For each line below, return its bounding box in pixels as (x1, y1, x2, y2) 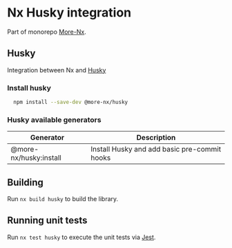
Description (136, 133, 176, 143)
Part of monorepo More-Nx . (7, 28, 86, 36)
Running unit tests (7, 215, 88, 227)
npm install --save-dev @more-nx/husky (13, 99, 128, 106)
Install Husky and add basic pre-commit (90, 145, 222, 154)
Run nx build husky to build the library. (7, 195, 119, 203)
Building (7, 176, 43, 188)
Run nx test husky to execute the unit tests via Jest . (7, 233, 156, 241)
